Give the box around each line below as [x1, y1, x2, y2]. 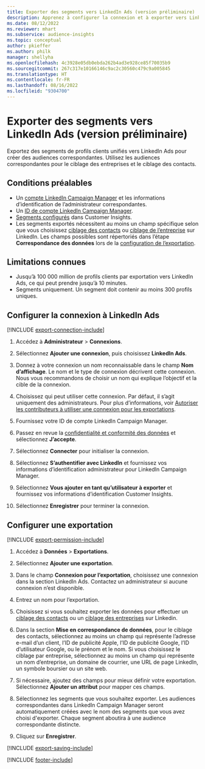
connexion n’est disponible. [15, 585, 85, 592]
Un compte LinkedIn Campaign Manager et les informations [15, 194, 165, 201]
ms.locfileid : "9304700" [7, 88, 70, 94]
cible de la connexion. [15, 381, 71, 388]
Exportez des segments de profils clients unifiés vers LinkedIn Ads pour [7, 147, 187, 155]
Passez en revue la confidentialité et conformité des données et [15, 430, 176, 437]
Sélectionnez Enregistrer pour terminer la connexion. [15, 503, 150, 510]
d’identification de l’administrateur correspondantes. [15, 200, 147, 207]
